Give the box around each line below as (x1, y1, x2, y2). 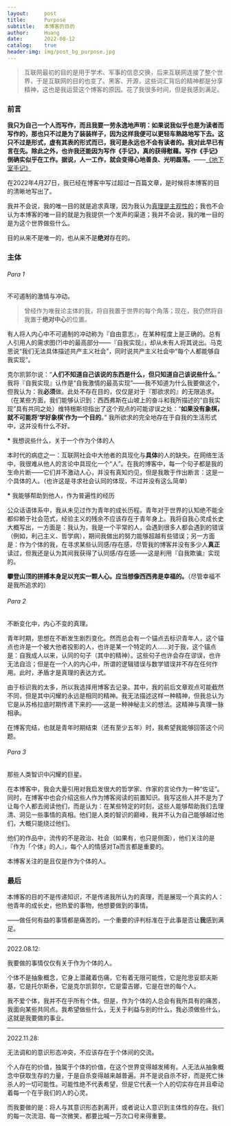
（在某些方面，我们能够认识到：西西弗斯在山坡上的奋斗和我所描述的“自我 (7, 396, 215, 404)
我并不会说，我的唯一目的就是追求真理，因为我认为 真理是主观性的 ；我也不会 (7, 202, 224, 210)
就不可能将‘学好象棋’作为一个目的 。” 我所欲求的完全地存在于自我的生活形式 (7, 413, 217, 421)
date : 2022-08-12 (7, 36, 76, 43)
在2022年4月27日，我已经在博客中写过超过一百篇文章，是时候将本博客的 (7, 179, 214, 187)
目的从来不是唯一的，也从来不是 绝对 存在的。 (7, 234, 134, 242)
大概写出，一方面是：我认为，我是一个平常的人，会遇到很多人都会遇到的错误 (7, 523, 224, 531)
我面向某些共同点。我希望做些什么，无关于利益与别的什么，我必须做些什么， (7, 1005, 224, 1013)
